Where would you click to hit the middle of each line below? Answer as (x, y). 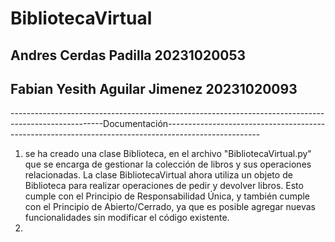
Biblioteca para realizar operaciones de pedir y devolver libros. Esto (164, 186)
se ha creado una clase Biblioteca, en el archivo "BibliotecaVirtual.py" (168, 154)
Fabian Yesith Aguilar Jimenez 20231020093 (154, 88)
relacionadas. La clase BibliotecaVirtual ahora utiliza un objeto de (158, 175)
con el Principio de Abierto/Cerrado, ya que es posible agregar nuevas (170, 207)
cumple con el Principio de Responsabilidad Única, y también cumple (167, 196)
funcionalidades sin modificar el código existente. (127, 218)
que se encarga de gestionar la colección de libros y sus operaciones (168, 164)
